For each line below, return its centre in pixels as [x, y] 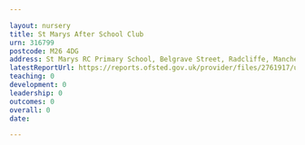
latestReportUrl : [42, 68]
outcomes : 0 [32, 101]
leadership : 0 [36, 93]
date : [20, 119]
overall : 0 [30, 110]
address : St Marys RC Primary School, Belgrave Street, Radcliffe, [140, 60]
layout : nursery [40, 25]
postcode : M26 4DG [44, 51]
